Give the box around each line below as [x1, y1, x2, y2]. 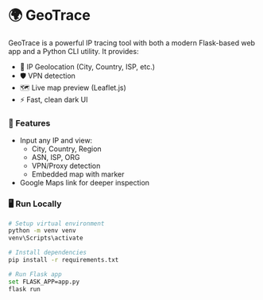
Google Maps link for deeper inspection [19, 178, 149, 188]
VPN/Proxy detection [31, 161, 101, 171]
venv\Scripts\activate [8, 234, 83, 243]
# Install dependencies [8, 248, 87, 257]
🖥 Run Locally [8, 198, 62, 209]
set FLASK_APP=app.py [8, 278, 80, 286]
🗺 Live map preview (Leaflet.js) [19, 83, 127, 92]
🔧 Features [8, 117, 51, 128]
